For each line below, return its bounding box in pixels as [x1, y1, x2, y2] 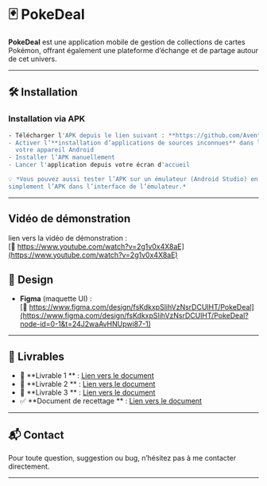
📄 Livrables [8, 349, 65, 363]
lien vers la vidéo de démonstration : [8, 233, 128, 242]
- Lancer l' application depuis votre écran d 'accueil [8, 161, 191, 169]
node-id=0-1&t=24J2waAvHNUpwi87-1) [19, 319, 151, 329]
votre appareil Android [15, 146, 94, 154]
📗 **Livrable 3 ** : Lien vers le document [19, 388, 156, 397]
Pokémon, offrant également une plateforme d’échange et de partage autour [8, 45, 259, 55]
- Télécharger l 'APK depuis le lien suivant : [8, 131, 165, 139]
